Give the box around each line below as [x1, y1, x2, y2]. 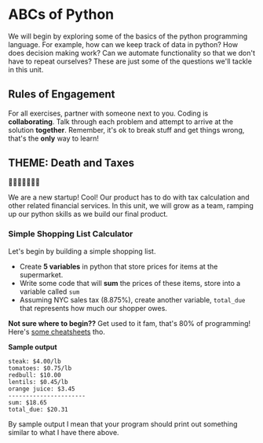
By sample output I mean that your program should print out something [8, 419, 238, 429]
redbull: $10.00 [8, 371, 61, 379]
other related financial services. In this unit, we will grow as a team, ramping [8, 200, 254, 210]
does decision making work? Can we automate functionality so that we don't [8, 48, 256, 57]
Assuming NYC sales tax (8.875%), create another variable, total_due [19, 295, 246, 304]
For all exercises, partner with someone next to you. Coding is [8, 108, 209, 118]
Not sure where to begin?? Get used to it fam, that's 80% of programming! [8, 318, 251, 328]
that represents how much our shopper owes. [19, 303, 167, 313]
